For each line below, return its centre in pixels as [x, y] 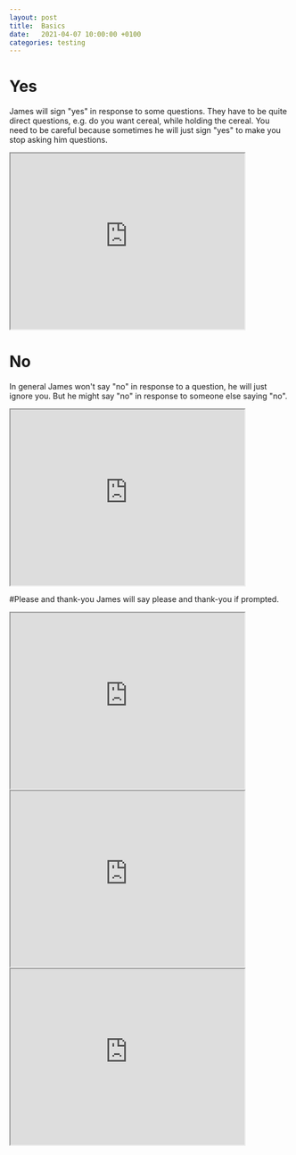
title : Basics [37, 26]
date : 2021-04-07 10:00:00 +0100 [75, 34]
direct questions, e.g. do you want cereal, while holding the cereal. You [140, 121]
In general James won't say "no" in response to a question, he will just [138, 387]
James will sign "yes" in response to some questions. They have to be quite [148, 112]
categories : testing [48, 42]
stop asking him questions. [59, 140]
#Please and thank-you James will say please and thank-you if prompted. [144, 599]
